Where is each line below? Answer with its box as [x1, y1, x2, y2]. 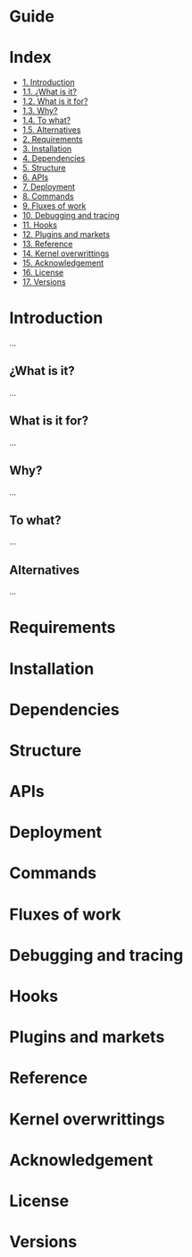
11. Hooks [21, 219, 58, 230]
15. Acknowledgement [21, 258, 104, 269]
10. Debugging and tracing [21, 210, 121, 221]
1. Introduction [21, 77, 75, 88]
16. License [21, 267, 64, 278]
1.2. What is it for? [21, 96, 88, 107]
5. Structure [21, 163, 66, 174]
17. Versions [21, 277, 66, 287]
